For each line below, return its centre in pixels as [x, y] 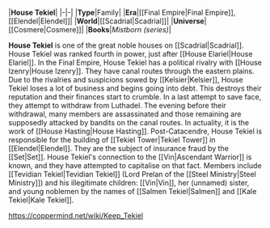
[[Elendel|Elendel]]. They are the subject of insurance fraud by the [118, 148]
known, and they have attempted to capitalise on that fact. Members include [135, 165]
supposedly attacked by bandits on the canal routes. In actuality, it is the [129, 122]
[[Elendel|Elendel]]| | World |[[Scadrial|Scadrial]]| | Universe [106, 21]
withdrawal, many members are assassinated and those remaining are [125, 114]
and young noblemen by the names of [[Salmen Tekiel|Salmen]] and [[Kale [133, 191]
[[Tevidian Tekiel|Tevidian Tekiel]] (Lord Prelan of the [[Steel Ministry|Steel [132, 174]
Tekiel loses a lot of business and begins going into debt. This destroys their [135, 88]
